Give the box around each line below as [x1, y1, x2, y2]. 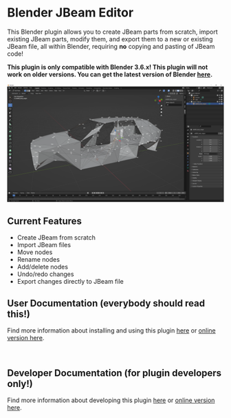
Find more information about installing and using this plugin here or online [7, 326, 216, 335]
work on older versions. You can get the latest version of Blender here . [7, 70, 213, 79]
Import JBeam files [16, 241, 71, 249]
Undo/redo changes [16, 270, 74, 278]
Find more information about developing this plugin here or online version [7, 396, 215, 404]
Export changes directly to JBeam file [16, 278, 124, 286]
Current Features [7, 215, 82, 227]
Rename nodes [16, 255, 60, 264]
